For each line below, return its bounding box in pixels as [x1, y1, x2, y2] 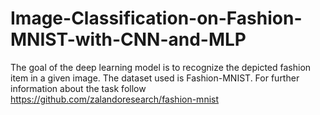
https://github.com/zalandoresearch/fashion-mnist [10, 93, 220, 105]
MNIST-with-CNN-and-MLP [10, 28, 247, 51]
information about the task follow [10, 82, 147, 94]
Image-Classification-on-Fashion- [10, 7, 303, 30]
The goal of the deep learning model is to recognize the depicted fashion [10, 61, 312, 73]
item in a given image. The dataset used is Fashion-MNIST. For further [10, 72, 300, 84]
